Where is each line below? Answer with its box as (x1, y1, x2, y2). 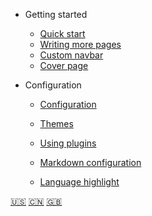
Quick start (39, 28, 86, 39)
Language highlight (39, 176, 120, 188)
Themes (39, 118, 74, 129)
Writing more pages (39, 39, 122, 50)
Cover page (39, 60, 89, 71)
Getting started (24, 9, 88, 20)
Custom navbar (39, 49, 104, 61)
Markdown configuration (39, 157, 142, 168)
